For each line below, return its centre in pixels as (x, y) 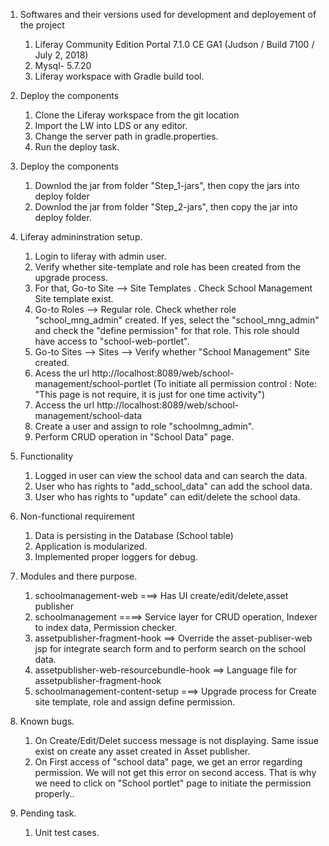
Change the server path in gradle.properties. (126, 136)
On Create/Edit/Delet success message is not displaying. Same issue (176, 740)
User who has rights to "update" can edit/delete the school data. (167, 497)
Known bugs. (47, 721)
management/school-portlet (93, 383)
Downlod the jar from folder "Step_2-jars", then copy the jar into (166, 207)
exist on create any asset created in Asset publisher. (142, 751)
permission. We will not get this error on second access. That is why (175, 772)
